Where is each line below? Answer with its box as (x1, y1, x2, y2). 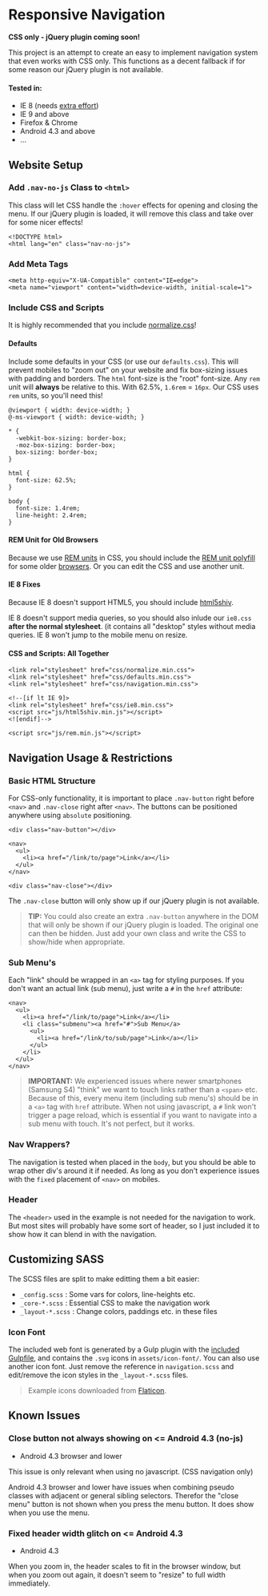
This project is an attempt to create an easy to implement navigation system (8, 47, 258, 57)
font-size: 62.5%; (15, 476, 78, 484)
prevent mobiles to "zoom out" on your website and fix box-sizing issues (8, 365, 248, 374)
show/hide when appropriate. (27, 937, 126, 946)
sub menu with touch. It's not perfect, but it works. (27, 1119, 195, 1129)
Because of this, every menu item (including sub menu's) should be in (27, 1094, 258, 1103)
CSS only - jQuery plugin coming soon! (8, 32, 140, 42)
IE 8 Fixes (8, 579, 42, 590)
